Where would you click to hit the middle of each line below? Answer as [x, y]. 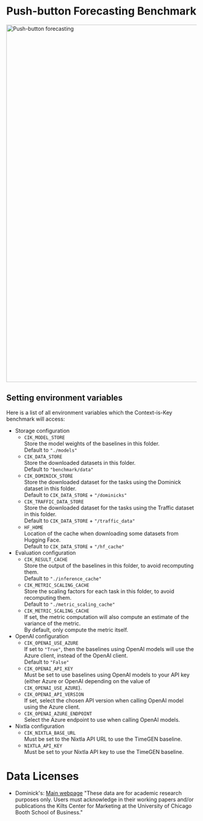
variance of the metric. [52, 623]
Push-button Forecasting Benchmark [101, 11]
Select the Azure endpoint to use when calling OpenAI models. [102, 719]
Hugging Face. [42, 540]
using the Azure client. [52, 707]
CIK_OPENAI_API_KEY [49, 669]
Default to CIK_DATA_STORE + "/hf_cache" [74, 546]
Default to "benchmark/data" [59, 469]
